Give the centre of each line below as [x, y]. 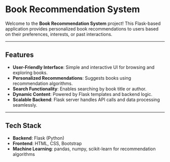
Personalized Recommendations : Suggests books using [72, 78]
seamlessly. [25, 105]
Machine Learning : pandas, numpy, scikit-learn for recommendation [84, 149]
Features [19, 55]
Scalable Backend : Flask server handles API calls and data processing [86, 100]
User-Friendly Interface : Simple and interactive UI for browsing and [83, 67]
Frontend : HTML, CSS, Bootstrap [47, 143]
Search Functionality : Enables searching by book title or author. [79, 89]
